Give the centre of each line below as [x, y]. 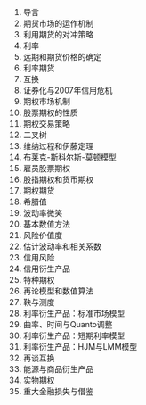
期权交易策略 [46, 124]
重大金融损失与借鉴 [58, 391]
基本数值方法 [46, 224]
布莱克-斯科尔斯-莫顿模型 [69, 157]
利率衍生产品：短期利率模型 [74, 335]
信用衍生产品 [46, 269]
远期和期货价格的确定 [62, 57]
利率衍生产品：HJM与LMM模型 [80, 347]
